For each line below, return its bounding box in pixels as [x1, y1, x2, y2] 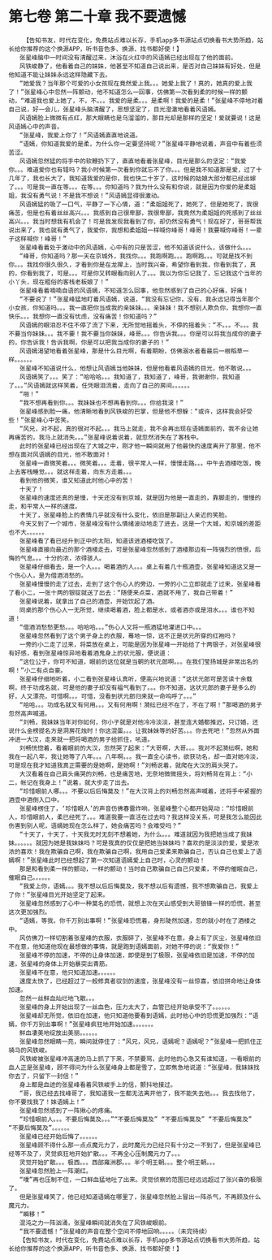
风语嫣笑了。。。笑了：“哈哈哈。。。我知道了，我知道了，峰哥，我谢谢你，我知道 [19, 373, 241, 381]
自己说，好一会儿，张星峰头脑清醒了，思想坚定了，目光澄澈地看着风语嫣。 [8, 105, 221, 114]
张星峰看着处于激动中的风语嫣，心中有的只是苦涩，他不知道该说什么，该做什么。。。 [19, 243, 256, 252]
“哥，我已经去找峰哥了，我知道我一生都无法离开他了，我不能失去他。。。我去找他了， [19, 1089, 259, 1098]
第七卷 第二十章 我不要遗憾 [8, 7, 187, 26]
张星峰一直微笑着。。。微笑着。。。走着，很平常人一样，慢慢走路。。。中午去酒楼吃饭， [19, 459, 256, 467]
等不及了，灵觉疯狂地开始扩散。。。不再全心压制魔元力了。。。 [14, 1150, 184, 1158]
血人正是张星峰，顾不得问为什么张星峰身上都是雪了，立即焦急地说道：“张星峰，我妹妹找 [8, 1063, 260, 1072]
